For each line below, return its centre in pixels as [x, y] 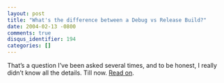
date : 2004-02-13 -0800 [42, 26]
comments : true [29, 33]
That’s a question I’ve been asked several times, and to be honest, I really [112, 65]
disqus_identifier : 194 [42, 39]
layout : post [26, 13]
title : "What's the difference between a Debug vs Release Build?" [107, 20]
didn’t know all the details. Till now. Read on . [71, 73]
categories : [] [29, 46]
